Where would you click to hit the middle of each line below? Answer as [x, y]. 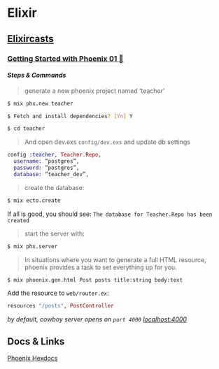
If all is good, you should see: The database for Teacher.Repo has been [110, 214]
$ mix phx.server [33, 246]
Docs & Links [36, 341]
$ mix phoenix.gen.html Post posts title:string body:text [95, 280]
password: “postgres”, [47, 168]
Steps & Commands [37, 75]
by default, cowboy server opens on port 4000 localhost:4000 [97, 319]
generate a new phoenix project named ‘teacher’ [94, 91]
